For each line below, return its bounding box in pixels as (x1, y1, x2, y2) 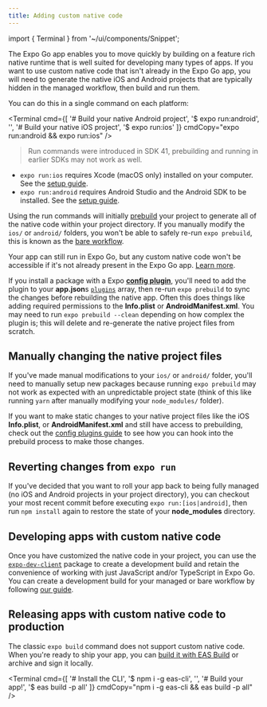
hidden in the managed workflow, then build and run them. (8, 83, 201, 92)
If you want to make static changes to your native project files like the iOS (8, 411, 249, 421)
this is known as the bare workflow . (8, 236, 124, 245)
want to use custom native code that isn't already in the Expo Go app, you (8, 65, 251, 76)
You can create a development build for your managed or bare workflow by (8, 576, 255, 586)
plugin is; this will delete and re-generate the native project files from (8, 318, 235, 328)
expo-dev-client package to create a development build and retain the (8, 560, 240, 569)
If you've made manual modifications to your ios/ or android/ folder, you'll (8, 371, 253, 380)
